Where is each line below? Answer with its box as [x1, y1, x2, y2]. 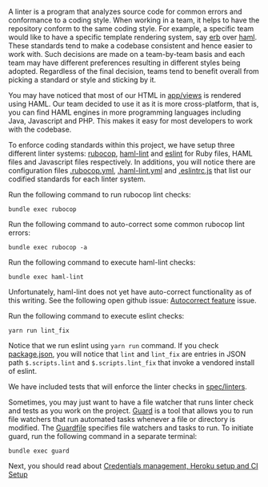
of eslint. [8, 367, 38, 375]
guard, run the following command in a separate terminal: [8, 432, 198, 440]
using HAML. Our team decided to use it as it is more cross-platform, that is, [8, 99, 259, 108]
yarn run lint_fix [8, 327, 70, 335]
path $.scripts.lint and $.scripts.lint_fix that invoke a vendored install [8, 358, 254, 367]
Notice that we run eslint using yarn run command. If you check [8, 341, 219, 350]
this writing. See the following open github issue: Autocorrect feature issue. [8, 296, 258, 305]
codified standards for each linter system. [8, 174, 146, 184]
